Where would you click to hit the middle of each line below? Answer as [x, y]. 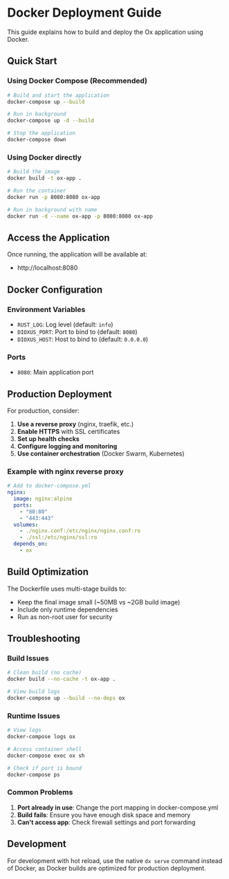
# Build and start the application [58, 95]
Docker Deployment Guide [84, 13]
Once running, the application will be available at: [77, 254]
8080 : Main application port [55, 372]
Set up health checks [48, 439]
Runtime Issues [34, 715]
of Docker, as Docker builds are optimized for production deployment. [107, 868]
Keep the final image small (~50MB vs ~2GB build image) [99, 602]
